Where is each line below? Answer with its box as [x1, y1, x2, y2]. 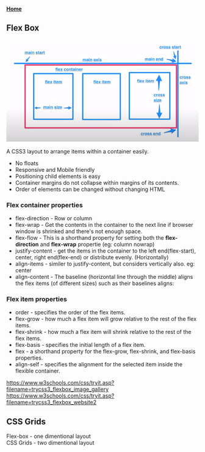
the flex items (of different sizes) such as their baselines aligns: [15, 280, 174, 287]
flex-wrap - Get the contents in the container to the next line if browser [15, 221, 193, 229]
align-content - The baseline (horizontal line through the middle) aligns [15, 273, 193, 281]
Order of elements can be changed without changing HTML [15, 185, 165, 193]
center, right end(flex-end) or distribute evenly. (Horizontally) [15, 254, 169, 261]
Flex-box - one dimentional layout [6, 432, 92, 440]
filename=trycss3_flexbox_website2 [6, 399, 97, 406]
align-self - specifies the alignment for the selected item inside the [15, 361, 183, 368]
